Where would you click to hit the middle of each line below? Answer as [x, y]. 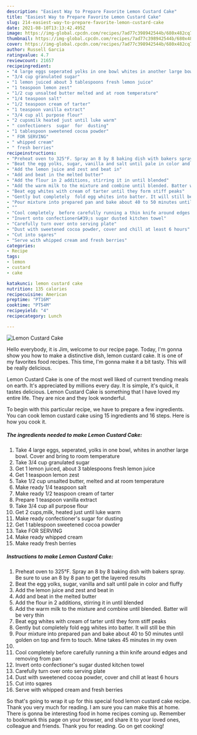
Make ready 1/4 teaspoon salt [51, 487]
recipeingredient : [29, 66]
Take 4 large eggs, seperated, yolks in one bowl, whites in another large [102, 450]
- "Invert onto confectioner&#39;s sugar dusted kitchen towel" [87, 218]
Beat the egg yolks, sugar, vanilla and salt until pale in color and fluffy [99, 584]
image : [15, 33]
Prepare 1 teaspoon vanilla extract [56, 500]
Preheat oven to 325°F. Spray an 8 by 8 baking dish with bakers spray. [100, 571]
